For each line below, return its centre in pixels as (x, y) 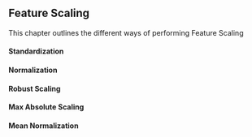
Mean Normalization (43, 126)
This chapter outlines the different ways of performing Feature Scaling (126, 32)
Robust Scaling (35, 88)
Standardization (36, 51)
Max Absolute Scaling (46, 107)
